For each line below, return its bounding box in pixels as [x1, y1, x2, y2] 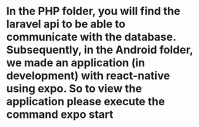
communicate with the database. [6, 30, 176, 44]
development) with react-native [6, 69, 170, 83]
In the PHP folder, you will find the [6, 4, 181, 18]
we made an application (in [6, 56, 145, 70]
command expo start [6, 108, 114, 122]
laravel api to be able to [6, 17, 126, 31]
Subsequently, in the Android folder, [6, 43, 194, 57]
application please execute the [6, 95, 166, 109]
